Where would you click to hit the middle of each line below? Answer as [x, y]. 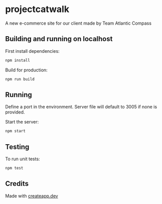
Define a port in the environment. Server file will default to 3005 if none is [81, 107]
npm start [16, 131]
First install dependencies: [32, 51]
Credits [17, 184]
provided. [15, 112]
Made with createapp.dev [32, 196]
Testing [17, 147]
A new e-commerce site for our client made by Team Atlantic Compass [78, 23]
